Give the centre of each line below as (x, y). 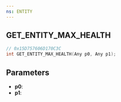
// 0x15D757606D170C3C (34, 49)
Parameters (28, 72)
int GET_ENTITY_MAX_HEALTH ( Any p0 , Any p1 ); (61, 54)
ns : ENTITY (19, 11)
